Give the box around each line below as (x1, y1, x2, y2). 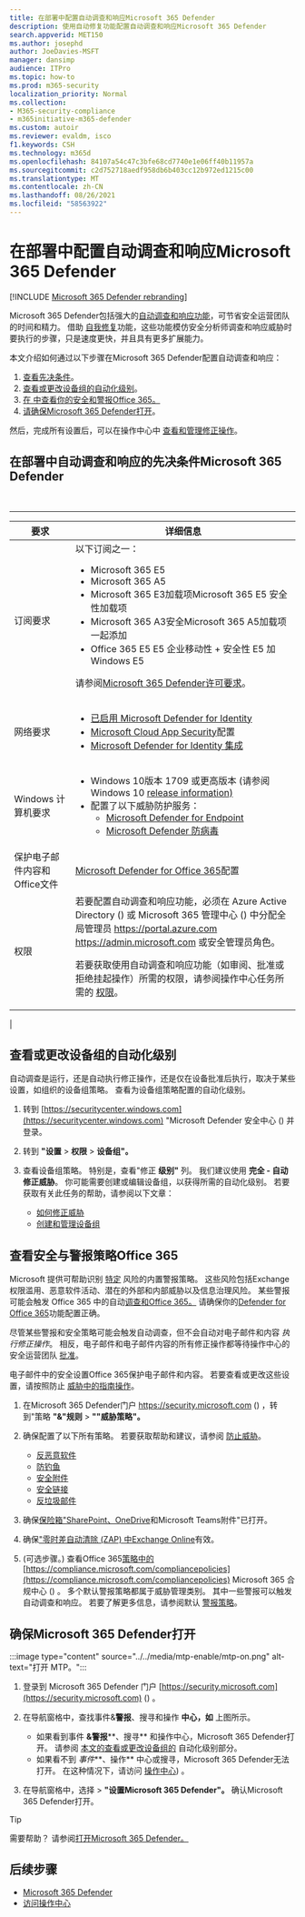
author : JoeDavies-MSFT (9, 47, 100, 56)
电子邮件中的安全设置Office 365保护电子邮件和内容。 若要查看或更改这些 (9, 1370, 282, 1380)
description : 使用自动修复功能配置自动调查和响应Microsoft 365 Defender (9, 22, 267, 31)
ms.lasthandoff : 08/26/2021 (9, 191, 116, 200)
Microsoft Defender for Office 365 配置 (74, 864, 240, 877)
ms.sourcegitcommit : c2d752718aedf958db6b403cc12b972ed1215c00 (9, 166, 254, 175)
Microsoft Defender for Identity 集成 (90, 738, 243, 751)
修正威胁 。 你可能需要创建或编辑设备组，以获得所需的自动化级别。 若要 (22, 1177, 290, 1188)
